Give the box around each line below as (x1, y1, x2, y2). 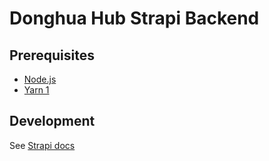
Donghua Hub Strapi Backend (9, 7, 260, 30)
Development (9, 113, 96, 130)
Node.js (23, 73, 57, 85)
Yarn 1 (23, 84, 50, 96)
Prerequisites (9, 47, 95, 64)
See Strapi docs (9, 139, 76, 151)
